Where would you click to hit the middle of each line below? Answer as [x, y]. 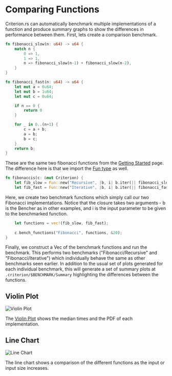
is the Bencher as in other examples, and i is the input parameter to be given [86, 208]
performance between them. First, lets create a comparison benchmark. [81, 34]
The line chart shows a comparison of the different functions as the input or [85, 363]
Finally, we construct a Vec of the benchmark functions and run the [76, 247]
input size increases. [27, 368]
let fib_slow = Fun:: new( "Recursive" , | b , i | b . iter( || [76, 183]
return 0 [33, 111]
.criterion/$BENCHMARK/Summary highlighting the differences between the [82, 275]
